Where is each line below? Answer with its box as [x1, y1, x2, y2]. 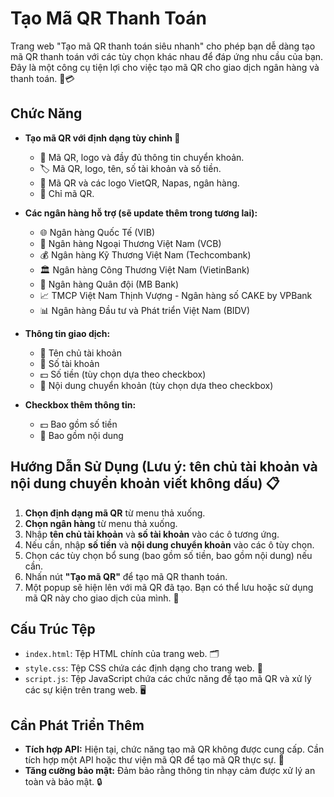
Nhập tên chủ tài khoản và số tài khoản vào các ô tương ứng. [24, 528, 280, 540]
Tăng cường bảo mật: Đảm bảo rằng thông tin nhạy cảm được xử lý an [24, 765, 316, 777]
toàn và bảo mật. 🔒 [24, 776, 103, 788]
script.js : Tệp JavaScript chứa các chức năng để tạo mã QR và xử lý [24, 673, 312, 685]
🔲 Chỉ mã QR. [39, 187, 95, 199]
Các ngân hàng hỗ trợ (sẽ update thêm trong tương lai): [24, 207, 258, 219]
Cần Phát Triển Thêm [10, 717, 145, 734]
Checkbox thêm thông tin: [24, 398, 137, 411]
